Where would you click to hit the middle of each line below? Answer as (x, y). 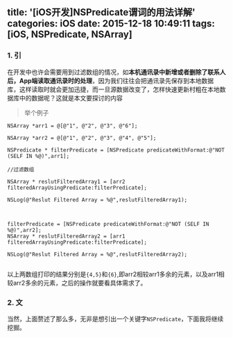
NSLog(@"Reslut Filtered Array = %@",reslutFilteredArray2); (97, 254)
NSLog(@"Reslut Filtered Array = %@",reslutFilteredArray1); (97, 199)
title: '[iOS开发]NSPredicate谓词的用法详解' (101, 12)
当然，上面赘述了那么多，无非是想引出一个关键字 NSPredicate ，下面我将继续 (115, 319)
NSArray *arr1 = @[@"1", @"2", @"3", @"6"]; (72, 126)
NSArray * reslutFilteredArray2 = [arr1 (67, 236)
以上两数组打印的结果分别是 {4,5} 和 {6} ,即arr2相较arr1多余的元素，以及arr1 (113, 274)
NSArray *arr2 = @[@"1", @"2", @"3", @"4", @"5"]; (82, 138)
